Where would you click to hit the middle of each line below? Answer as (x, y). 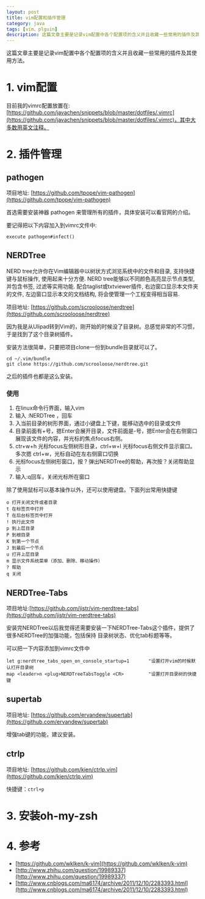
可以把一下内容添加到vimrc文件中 (48, 648)
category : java (26, 23)
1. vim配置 (32, 88)
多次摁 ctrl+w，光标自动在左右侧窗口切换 (67, 454)
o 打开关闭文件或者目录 (32, 503)
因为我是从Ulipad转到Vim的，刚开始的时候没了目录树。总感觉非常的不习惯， (102, 326)
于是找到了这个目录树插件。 (41, 334)
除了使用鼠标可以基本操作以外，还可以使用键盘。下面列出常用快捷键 (92, 490)
